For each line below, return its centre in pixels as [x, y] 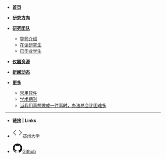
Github [29, 151]
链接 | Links [24, 120]
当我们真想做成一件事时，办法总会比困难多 [63, 105]
